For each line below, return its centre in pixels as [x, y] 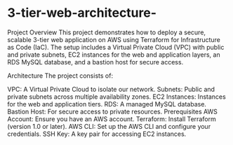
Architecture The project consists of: [60, 76]
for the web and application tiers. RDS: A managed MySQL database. [107, 104]
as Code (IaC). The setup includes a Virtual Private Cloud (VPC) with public [116, 47]
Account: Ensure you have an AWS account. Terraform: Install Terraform [112, 119]
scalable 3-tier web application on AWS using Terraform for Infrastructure [114, 39]
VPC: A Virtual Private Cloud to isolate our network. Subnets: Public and [111, 89]
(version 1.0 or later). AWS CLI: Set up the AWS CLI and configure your [109, 126]
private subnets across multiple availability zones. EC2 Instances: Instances [116, 97]
